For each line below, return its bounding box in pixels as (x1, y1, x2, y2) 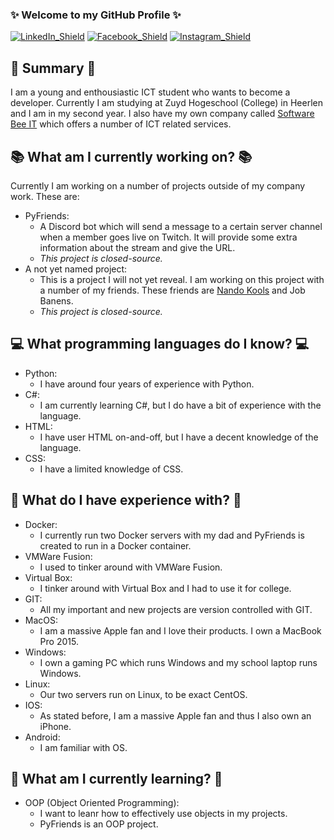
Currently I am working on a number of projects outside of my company (10, 179, 306, 192)
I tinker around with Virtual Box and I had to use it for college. (39, 582, 292, 594)
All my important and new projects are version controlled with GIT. (39, 603, 313, 615)
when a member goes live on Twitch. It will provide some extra (39, 231, 298, 243)
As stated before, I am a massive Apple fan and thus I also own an (39, 709, 312, 722)
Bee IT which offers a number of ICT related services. (10, 118, 232, 130)
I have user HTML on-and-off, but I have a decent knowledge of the (39, 431, 319, 443)
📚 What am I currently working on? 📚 (10, 148, 253, 165)
